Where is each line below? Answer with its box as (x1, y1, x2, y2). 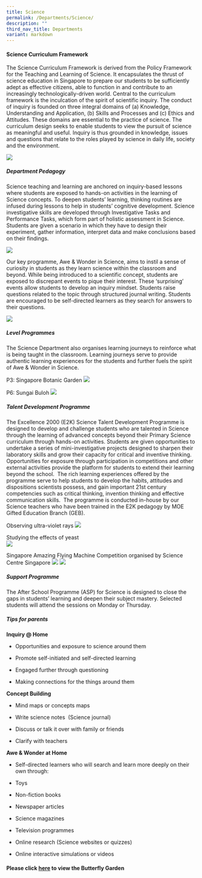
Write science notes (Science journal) (15, 714, 111, 721)
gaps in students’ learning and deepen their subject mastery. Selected (6, 595, 183, 602)
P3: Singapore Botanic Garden (6, 376, 82, 384)
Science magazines (15, 815, 65, 822)
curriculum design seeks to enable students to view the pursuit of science (6, 123, 192, 130)
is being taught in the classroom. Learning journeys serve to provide (6, 351, 178, 358)
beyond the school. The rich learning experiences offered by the (6, 470, 169, 478)
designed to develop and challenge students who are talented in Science (6, 425, 189, 433)
